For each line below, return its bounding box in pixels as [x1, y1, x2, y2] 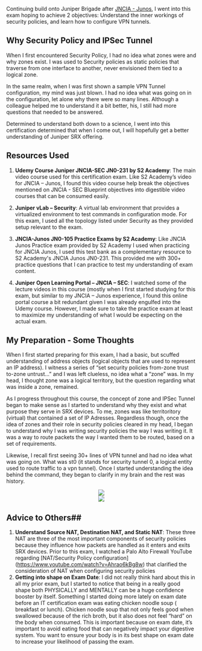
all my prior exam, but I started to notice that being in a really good [14, 580, 181, 587]
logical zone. [6, 71, 38, 78]
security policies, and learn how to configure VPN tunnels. [6, 18, 151, 25]
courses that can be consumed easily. [14, 192, 110, 199]
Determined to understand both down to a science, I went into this [6, 120, 171, 127]
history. [6, 478, 25, 485]
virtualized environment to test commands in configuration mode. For [14, 210, 188, 217]
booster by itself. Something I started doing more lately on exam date [14, 593, 187, 600]
